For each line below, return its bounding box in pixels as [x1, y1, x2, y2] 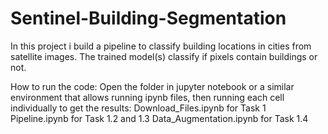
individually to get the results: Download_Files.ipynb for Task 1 [10, 102, 267, 114]
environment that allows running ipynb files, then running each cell [10, 91, 285, 103]
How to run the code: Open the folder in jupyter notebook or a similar [10, 80, 295, 92]
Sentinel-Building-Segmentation [10, 7, 287, 30]
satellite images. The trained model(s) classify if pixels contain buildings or [10, 50, 318, 62]
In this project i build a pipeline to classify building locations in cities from [10, 40, 312, 52]
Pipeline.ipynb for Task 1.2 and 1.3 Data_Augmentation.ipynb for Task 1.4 [10, 112, 309, 124]
